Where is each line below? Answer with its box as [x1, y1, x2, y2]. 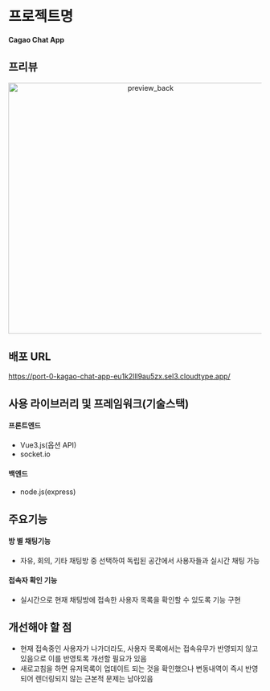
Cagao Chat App [8, 35, 65, 44]
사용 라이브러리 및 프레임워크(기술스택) [8, 397, 190, 411]
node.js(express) [19, 487, 76, 497]
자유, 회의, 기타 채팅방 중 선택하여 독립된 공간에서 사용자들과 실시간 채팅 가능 [19, 555, 260, 565]
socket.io [19, 449, 51, 459]
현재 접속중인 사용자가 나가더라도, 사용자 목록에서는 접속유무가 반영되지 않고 [19, 644, 259, 653]
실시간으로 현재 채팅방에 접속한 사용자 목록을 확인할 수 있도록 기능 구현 [19, 595, 241, 604]
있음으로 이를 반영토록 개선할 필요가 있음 [19, 653, 147, 663]
